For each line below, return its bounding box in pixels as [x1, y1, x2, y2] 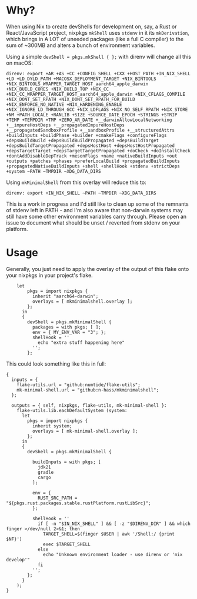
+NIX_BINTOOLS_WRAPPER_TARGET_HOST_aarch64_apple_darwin [6, 81, 149, 87]
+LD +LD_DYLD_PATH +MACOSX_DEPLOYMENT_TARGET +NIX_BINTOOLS [6, 76, 157, 82]
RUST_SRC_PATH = [37, 495, 78, 501]
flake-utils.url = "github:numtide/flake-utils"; [16, 382, 141, 388]
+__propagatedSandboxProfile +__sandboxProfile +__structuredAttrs [6, 127, 175, 133]
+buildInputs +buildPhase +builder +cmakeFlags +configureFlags [6, 132, 167, 138]
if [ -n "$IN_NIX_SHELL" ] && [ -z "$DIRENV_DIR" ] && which [37, 521, 191, 527]
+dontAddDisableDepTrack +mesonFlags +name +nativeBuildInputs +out [6, 153, 178, 159]
